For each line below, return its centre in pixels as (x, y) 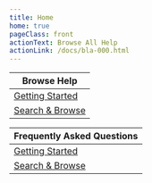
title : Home (31, 17)
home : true (30, 26)
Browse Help (50, 81)
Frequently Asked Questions (76, 137)
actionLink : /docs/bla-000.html (69, 51)
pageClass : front (42, 34)
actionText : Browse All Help (63, 42)
